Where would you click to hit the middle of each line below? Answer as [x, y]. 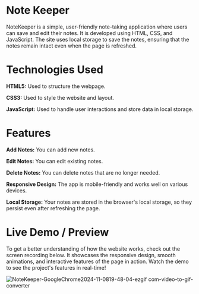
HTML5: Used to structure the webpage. [56, 86]
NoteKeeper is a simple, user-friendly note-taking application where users [97, 27]
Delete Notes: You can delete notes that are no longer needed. [83, 172]
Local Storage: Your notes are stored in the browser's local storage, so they [99, 202]
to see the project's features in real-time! [56, 267]
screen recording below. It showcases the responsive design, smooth [91, 255]
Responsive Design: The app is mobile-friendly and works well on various [97, 184]
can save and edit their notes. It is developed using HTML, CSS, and [89, 33]
